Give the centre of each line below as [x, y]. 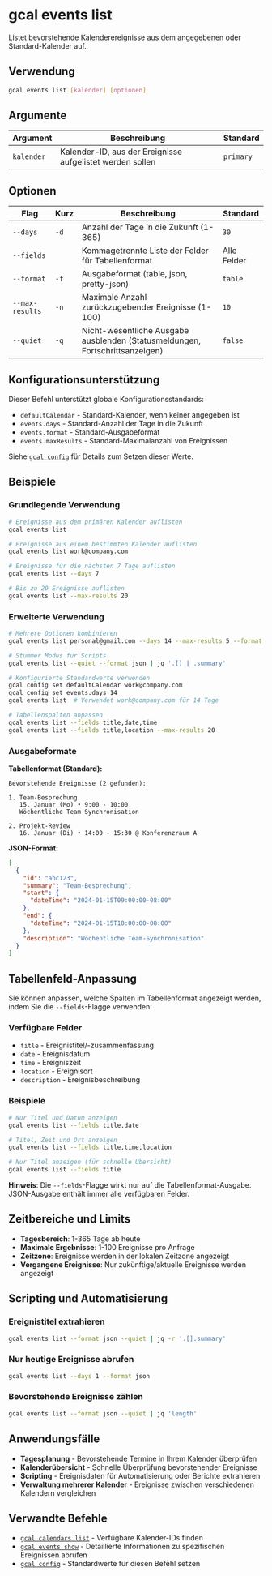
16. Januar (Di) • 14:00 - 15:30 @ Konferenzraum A [108, 833]
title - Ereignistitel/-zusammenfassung [87, 1045]
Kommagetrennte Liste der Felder [145, 251]
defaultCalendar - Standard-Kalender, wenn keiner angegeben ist [130, 415]
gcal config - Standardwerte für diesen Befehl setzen [110, 1564]
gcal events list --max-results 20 [68, 596]
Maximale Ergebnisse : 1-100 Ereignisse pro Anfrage [108, 1247]
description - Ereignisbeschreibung [80, 1080]
